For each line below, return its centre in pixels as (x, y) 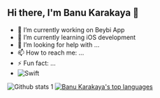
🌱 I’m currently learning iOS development (77, 37)
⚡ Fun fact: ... (36, 63)
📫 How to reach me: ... (51, 52)
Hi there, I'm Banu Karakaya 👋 (73, 13)
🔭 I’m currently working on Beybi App (71, 29)
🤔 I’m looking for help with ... (58, 44)
